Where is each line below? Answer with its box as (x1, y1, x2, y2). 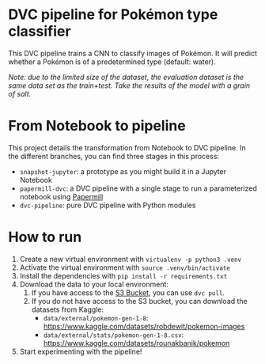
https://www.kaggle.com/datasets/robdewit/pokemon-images (43, 321, 245, 331)
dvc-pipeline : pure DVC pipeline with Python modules (19, 200, 196, 210)
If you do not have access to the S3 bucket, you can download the (31, 296, 248, 305)
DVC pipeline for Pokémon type (8, 6, 218, 24)
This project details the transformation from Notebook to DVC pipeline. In (8, 142, 247, 152)
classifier (8, 22, 71, 40)
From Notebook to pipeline (8, 117, 186, 135)
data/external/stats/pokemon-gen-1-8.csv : (43, 330, 184, 339)
